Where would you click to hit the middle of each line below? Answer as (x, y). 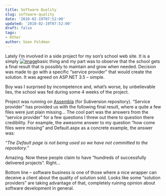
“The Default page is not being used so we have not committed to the (77, 143)
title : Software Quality (31, 10)
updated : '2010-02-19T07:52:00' (39, 24)
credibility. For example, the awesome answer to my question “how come (80, 122)
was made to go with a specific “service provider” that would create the (79, 72)
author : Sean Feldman (28, 42)
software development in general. (40, 188)
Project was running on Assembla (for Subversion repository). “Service (78, 101)
